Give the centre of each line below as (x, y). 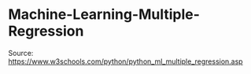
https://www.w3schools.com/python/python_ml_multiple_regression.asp (125, 61)
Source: (21, 53)
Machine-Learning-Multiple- (104, 15)
